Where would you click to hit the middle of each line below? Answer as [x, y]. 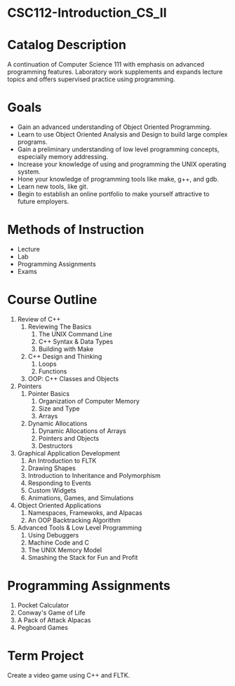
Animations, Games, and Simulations [81, 498]
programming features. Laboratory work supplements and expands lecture [115, 72]
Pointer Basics [49, 393]
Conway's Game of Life [51, 612]
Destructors [55, 446]
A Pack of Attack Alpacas [54, 620]
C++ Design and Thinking [65, 356]
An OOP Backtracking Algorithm [74, 520]
